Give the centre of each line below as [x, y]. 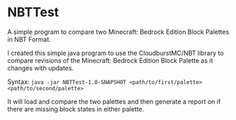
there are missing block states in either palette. [76, 109]
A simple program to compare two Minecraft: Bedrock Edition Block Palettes [118, 32]
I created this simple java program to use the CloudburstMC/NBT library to [116, 53]
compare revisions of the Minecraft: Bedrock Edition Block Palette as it [110, 60]
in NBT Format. [29, 39]
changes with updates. [41, 68]
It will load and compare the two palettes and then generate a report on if [114, 101]
